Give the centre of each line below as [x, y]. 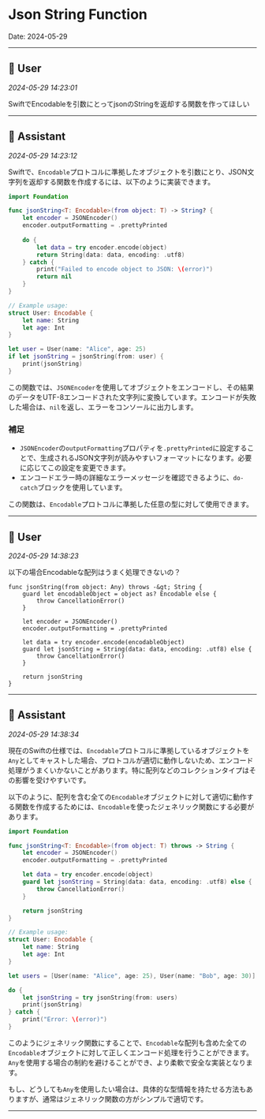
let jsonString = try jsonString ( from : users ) [100, 998]
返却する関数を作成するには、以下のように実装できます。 [122, 181]
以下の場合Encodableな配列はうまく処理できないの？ [95, 572]
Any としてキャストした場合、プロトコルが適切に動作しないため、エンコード [131, 760]
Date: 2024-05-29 [38, 36]
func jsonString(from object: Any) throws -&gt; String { [105, 587]
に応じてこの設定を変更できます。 [75, 468]
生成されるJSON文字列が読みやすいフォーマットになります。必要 [146, 458]
